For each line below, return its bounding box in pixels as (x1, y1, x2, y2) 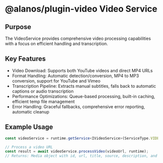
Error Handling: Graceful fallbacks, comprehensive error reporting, (12, 103, 146, 110)
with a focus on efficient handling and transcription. (5, 41, 108, 47)
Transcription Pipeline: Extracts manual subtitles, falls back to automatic (12, 83, 156, 89)
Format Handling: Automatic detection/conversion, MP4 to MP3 (12, 73, 139, 79)
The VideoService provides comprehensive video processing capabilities (5, 35, 151, 41)
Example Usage (5, 123, 53, 131)
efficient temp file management (12, 98, 75, 104)
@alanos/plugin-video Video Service (5, 3, 158, 15)
